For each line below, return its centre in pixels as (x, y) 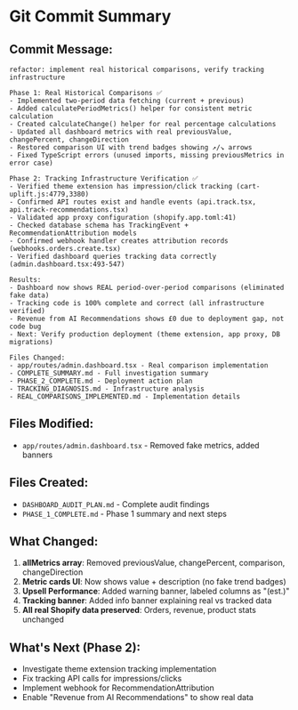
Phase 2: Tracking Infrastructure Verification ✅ (104, 179)
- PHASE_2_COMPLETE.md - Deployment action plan (101, 381)
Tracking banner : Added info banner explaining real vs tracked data (147, 601)
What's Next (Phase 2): (75, 647)
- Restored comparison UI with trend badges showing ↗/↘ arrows (131, 148)
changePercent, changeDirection (69, 140)
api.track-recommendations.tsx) (69, 210)
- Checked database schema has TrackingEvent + (99, 225)
